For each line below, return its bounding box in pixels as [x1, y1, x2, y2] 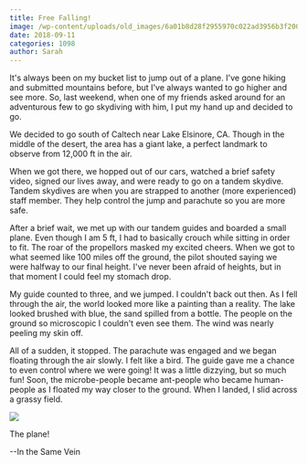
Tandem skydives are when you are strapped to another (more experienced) [9, 185, 297, 196]
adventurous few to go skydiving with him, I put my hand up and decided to [9, 101, 293, 112]
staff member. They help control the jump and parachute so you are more [9, 195, 286, 206]
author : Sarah [9, 47, 64, 57]
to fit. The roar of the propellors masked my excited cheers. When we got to [9, 242, 295, 253]
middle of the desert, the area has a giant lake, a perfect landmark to [9, 139, 268, 150]
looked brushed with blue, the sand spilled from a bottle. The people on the [9, 308, 292, 320]
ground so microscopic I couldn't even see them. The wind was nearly [9, 318, 274, 329]
